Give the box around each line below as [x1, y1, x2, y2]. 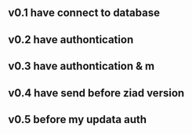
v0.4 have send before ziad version [8, 86, 185, 100]
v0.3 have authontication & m [8, 60, 155, 73]
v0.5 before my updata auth [8, 113, 147, 126]
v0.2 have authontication [8, 33, 134, 46]
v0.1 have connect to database [8, 6, 161, 20]
